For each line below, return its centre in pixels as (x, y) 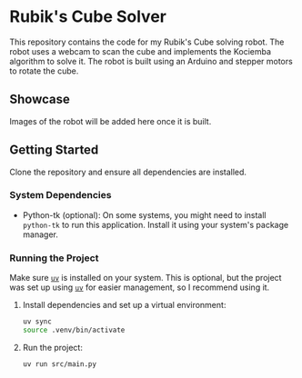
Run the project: (53, 347)
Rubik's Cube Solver (88, 17)
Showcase (40, 99)
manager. (40, 234)
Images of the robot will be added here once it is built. (111, 121)
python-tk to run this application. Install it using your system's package (156, 224)
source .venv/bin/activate (74, 330)
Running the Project (54, 258)
